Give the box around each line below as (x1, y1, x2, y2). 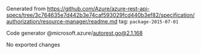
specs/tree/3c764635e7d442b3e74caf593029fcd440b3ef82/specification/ (6, 11, 195, 19)
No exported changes (6, 41, 60, 48)
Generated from (6, 5, 46, 12)
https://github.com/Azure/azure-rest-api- (47, 5, 150, 12)
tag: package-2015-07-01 (118, 18, 179, 25)
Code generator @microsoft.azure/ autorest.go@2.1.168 (6, 29, 143, 37)
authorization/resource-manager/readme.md (6, 18, 118, 25)
